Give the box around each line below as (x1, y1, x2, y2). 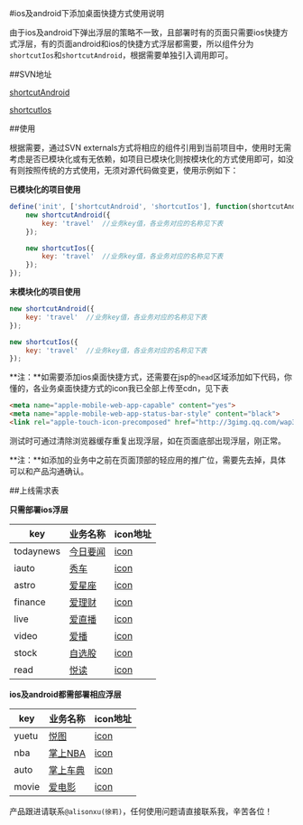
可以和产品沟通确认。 (9, 465, 88, 476)
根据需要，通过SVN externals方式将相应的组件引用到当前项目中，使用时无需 (9, 143, 291, 153)
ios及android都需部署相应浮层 (9, 689, 122, 699)
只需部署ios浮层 (9, 504, 69, 515)
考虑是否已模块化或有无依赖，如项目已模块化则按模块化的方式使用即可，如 (9, 154, 286, 164)
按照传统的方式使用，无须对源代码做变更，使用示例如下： (24, 165, 239, 175)
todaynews (14, 545, 61, 558)
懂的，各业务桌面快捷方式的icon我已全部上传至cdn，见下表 (9, 383, 229, 394)
